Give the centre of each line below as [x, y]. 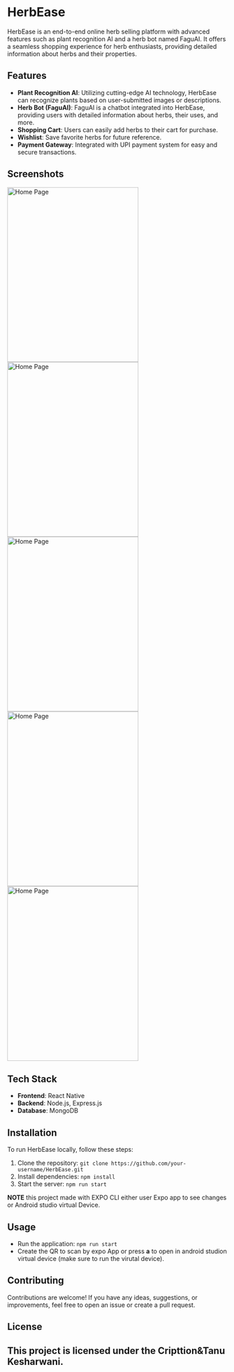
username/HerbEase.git [50, 1170]
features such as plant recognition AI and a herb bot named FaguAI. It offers [117, 38]
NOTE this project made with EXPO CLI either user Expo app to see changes [117, 1198]
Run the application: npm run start [67, 1244]
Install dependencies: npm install [66, 1177]
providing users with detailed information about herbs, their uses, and [118, 115]
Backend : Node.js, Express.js [60, 1103]
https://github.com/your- [148, 1164]
